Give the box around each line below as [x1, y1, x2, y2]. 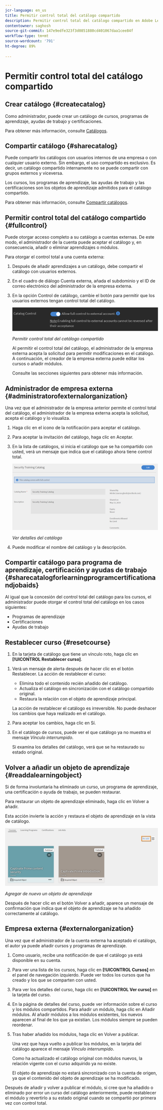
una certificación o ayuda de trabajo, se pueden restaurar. [5, 789, 121, 795]
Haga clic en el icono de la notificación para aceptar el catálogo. [12, 425, 141, 431]
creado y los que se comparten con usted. [12, 977, 97, 983]
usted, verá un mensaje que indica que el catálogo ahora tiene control [12, 449, 152, 455]
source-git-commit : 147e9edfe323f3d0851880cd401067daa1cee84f [5, 28, 133, 34]
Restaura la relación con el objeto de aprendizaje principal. [19, 696, 137, 702]
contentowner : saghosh [5, 23, 51, 28]
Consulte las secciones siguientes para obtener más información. [12, 370, 143, 376]
